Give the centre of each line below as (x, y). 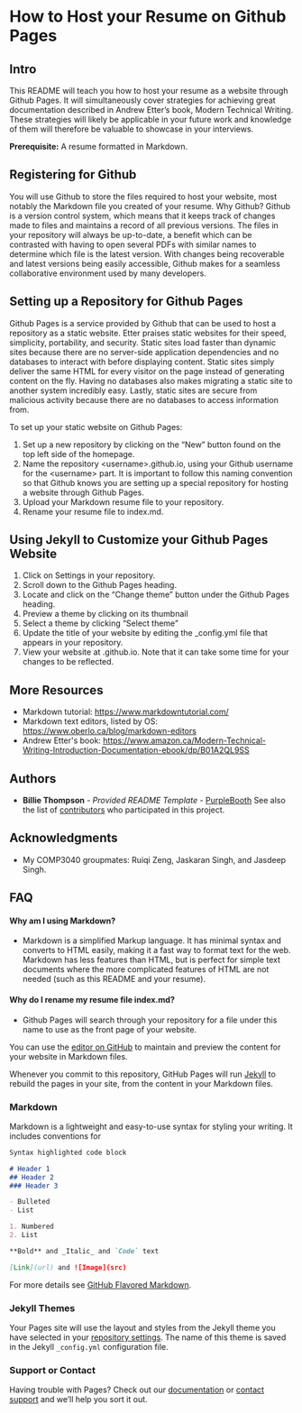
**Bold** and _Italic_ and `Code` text (84, 1251)
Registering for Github (73, 174)
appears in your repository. (73, 643)
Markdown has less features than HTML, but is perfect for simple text (151, 960)
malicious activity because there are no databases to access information (144, 399)
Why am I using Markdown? (63, 921)
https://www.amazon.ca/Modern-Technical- (185, 740)
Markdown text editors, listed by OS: (90, 721)
